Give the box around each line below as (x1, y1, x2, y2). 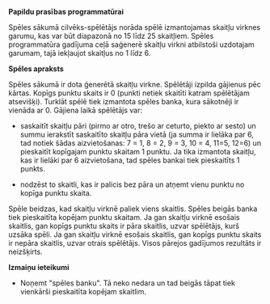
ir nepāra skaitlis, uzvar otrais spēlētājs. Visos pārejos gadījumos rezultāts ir (8, 239, 262, 247)
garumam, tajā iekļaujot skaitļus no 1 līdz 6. (8, 49, 151, 57)
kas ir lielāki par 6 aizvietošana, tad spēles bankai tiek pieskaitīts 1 (19, 155, 240, 165)
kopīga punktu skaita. (19, 188, 92, 197)
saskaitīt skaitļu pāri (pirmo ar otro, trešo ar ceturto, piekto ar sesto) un (19, 121, 256, 130)
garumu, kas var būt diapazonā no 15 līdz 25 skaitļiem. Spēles (8, 32, 214, 40)
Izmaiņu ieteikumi (8, 263, 70, 272)
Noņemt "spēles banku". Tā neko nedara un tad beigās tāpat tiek (19, 278, 236, 288)
